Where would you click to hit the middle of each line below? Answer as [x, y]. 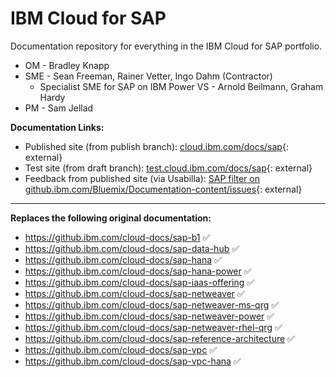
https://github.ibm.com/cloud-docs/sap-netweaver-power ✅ [149, 316]
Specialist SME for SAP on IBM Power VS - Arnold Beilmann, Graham [181, 86]
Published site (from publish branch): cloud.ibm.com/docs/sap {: [156, 146]
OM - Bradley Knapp [67, 65]
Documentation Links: [57, 127]
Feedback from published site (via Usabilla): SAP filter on [142, 178]
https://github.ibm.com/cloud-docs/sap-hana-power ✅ [138, 271]
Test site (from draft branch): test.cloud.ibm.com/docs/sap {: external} [168, 168]
